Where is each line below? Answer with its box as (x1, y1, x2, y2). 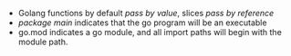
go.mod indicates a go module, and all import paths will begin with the (17, 27, 283, 37)
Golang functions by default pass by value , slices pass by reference (17, 8, 275, 18)
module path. (17, 36, 68, 47)
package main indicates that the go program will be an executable (17, 17, 267, 28)
